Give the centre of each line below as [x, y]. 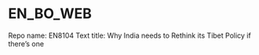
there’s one [26, 43]
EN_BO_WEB [50, 14]
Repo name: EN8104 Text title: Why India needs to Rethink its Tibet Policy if [129, 35]
